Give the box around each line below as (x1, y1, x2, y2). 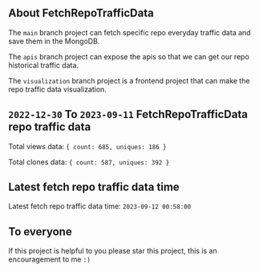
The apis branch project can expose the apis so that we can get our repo (8, 51, 250, 61)
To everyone (8, 225, 72, 238)
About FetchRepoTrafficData (8, 6, 154, 20)
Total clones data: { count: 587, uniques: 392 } (8, 156, 170, 167)
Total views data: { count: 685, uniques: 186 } (8, 141, 167, 151)
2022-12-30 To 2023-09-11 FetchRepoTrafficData (8, 108, 249, 121)
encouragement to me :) (8, 254, 91, 264)
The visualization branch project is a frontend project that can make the (8, 75, 250, 85)
